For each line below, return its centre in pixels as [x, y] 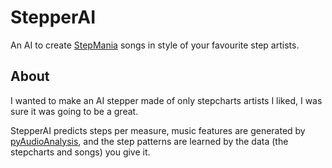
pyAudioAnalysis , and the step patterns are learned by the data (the [149, 141]
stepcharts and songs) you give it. [80, 152]
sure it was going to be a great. [74, 111]
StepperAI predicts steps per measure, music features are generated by [158, 130]
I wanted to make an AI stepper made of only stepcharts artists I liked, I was [166, 100]
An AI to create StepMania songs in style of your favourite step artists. [155, 45]
